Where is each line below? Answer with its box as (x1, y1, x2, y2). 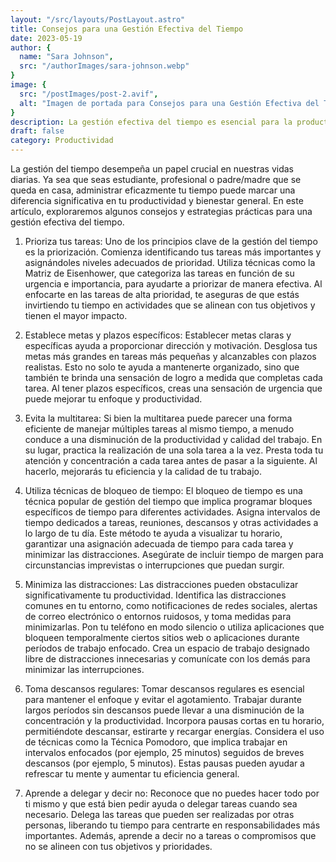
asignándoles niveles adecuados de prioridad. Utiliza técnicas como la (24, 257, 316, 268)
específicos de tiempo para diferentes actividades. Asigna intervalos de (24, 506, 321, 518)
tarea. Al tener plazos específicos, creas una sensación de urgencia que (24, 382, 323, 394)
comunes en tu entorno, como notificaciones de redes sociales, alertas (24, 600, 318, 611)
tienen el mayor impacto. (24, 310, 128, 321)
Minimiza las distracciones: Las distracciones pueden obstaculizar (24, 579, 299, 590)
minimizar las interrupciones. (24, 664, 145, 675)
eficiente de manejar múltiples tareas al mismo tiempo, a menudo (24, 423, 295, 435)
